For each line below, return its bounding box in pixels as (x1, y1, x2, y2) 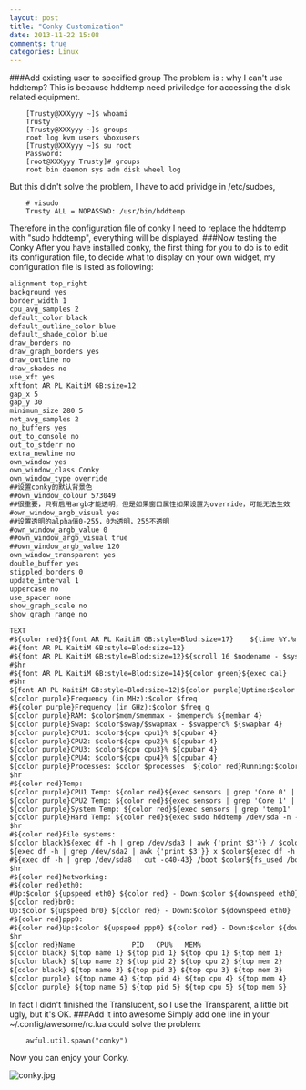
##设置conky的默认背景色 (9, 483, 93, 493)
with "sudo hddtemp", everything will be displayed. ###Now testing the (9, 233, 278, 244)
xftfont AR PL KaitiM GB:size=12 (9, 380, 137, 390)
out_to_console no (9, 431, 79, 441)
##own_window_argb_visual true (9, 534, 128, 543)
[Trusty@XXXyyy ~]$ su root (25, 141, 132, 151)
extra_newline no (9, 449, 76, 458)
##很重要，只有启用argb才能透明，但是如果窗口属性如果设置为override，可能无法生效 (9, 499, 291, 509)
